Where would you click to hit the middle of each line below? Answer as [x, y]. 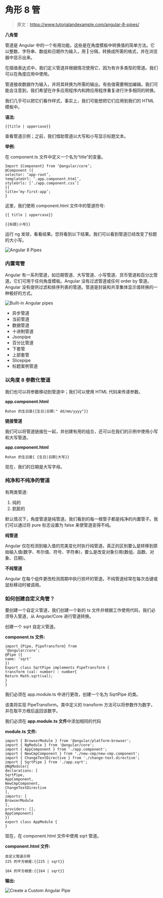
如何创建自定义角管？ [30, 598]
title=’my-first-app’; [28, 192]
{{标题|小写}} [18, 224]
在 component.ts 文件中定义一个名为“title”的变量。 [55, 157]
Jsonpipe [21, 337]
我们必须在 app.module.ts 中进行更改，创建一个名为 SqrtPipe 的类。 [73, 694]
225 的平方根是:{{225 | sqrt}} [35, 862]
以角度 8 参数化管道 [28, 380]
